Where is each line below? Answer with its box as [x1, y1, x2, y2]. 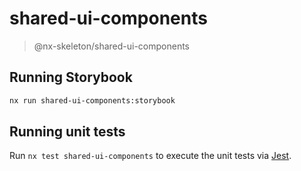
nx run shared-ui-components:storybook [9, 95, 176, 106]
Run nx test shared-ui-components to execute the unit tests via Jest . [9, 150, 292, 162]
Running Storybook [9, 69, 133, 86]
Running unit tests [9, 123, 126, 141]
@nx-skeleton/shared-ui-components [33, 40, 190, 52]
